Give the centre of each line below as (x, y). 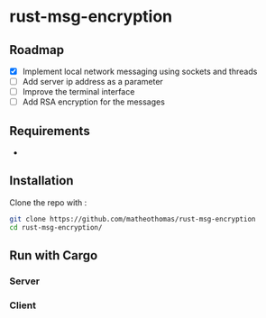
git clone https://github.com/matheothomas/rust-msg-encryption (133, 219)
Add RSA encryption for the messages (93, 102)
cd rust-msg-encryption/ (56, 227)
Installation (41, 181)
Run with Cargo (54, 255)
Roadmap (37, 50)
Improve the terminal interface (78, 92)
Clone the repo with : (48, 202)
